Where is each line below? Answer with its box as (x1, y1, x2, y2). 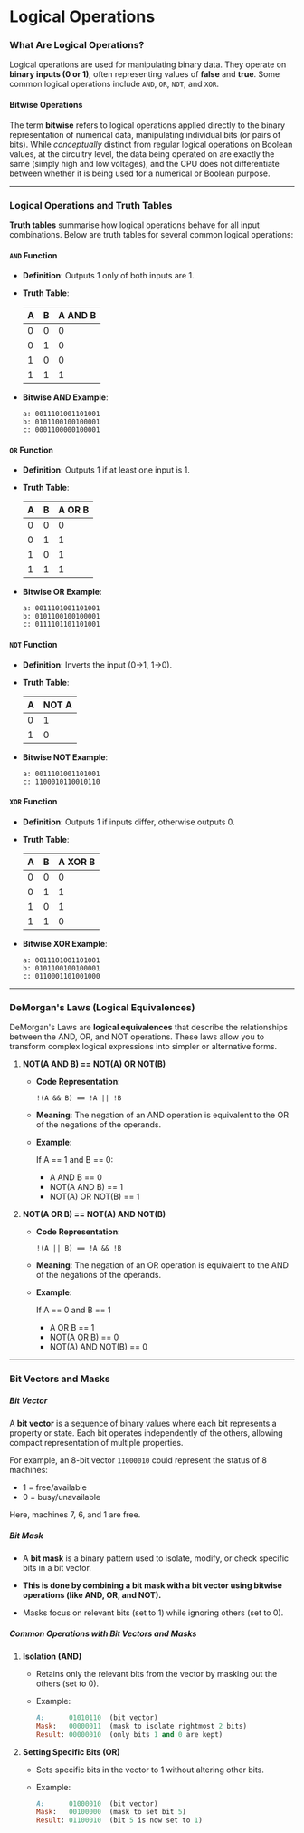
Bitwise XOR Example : (22, 938, 108, 949)
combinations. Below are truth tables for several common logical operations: (9, 229, 294, 239)
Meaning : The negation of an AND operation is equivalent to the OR (35, 1109, 290, 1121)
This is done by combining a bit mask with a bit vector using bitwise (22, 1580, 282, 1591)
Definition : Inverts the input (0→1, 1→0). (22, 659, 173, 670)
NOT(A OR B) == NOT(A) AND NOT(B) (22, 1209, 166, 1220)
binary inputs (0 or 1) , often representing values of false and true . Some (9, 69, 280, 80)
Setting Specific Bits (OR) (22, 1746, 120, 1757)
